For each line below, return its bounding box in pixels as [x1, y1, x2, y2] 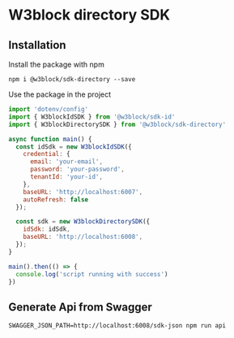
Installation [8, 38, 66, 52]
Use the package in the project [8, 89, 112, 99]
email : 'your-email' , [29, 158, 104, 166]
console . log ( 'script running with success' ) [15, 270, 168, 278]
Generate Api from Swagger [8, 300, 152, 314]
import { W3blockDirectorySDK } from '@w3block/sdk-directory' [8, 120, 227, 128]
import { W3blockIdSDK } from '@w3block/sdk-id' [8, 112, 176, 121]
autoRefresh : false [23, 195, 89, 204]
